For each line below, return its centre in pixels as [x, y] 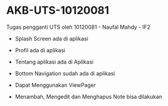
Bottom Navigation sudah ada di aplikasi [65, 73]
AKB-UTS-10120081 [58, 10]
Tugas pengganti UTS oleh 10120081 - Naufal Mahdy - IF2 [78, 27]
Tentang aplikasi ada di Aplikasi [54, 62]
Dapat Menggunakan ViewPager [55, 85]
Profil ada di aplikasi [40, 50]
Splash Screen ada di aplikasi [52, 38]
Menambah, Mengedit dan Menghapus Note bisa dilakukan [89, 96]
